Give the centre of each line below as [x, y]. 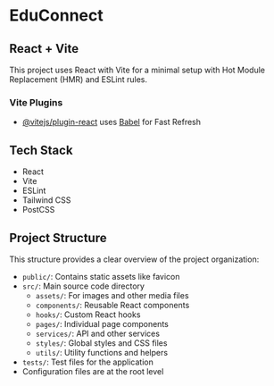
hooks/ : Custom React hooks [88, 315]
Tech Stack [41, 150]
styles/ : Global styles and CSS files [101, 343]
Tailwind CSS [46, 200]
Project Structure [58, 238]
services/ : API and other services [98, 333]
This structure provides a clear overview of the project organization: [134, 259]
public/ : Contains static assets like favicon [101, 276]
